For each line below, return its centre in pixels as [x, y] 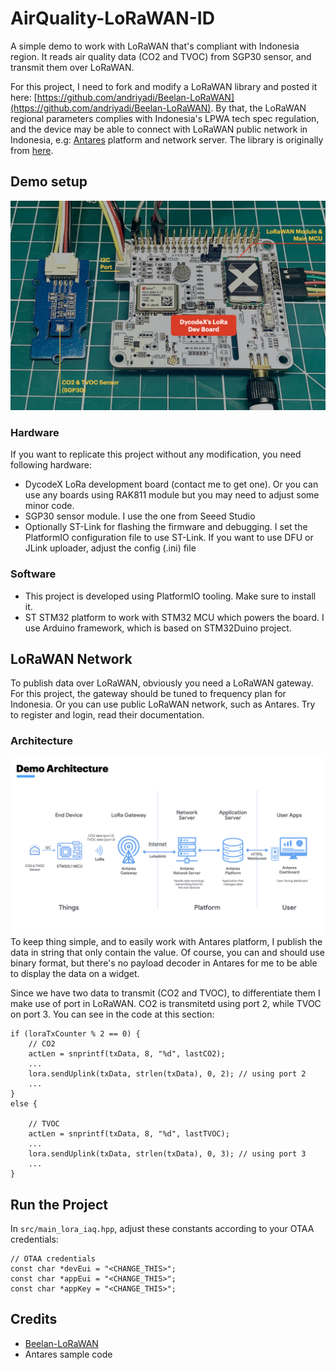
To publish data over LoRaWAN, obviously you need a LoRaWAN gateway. [162, 683]
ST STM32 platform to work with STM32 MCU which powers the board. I [174, 617]
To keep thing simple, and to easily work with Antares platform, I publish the [166, 942]
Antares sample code [68, 1354]
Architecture [42, 741]
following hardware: [51, 465]
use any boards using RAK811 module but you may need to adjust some [172, 495]
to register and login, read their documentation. [107, 715]
